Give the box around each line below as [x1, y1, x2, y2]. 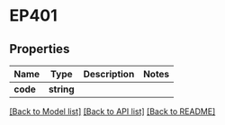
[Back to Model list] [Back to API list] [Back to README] [9, 106, 216, 117]
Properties [9, 41, 70, 57]
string [48, 83, 75, 95]
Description [83, 68, 135, 80]
